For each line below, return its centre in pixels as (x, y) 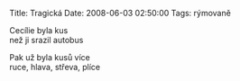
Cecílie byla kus (39, 30)
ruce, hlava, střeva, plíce (55, 67)
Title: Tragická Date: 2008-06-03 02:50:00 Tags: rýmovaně (120, 13)
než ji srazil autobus (46, 40)
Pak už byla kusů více (50, 57)
